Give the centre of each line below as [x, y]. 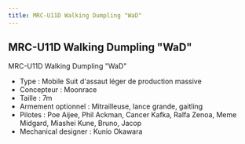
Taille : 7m [36, 98]
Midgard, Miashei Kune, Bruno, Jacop [80, 124]
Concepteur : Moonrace [58, 90]
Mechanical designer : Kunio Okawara [81, 131]
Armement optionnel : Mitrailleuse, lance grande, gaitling [111, 106]
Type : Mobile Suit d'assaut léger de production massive [110, 81]
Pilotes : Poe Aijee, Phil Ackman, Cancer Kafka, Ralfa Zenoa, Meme [128, 115]
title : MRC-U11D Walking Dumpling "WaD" [75, 15]
